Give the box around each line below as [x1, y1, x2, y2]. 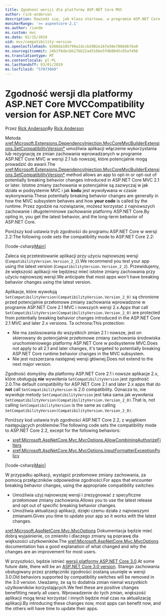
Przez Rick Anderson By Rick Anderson [5, 125, 84, 131]
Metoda [5, 135, 21, 141]
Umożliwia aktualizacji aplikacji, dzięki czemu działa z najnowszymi [12, 507, 149, 513]
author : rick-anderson [5, 12, 52, 17]
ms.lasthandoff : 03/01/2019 [5, 62, 63, 67]
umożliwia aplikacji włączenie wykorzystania [66, 145, 157, 151]
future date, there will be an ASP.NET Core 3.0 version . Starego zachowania [5, 563, 160, 569]
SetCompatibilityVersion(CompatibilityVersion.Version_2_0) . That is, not [5, 397, 156, 403]
